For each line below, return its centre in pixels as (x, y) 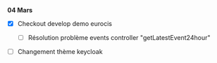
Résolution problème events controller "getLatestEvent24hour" (119, 38)
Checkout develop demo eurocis (65, 23)
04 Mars (20, 10)
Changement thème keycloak (60, 52)
